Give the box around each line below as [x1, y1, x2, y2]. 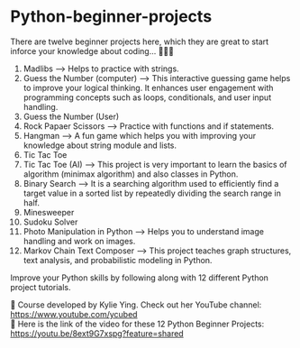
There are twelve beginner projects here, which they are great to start [10, 36, 269, 47]
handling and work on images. [23, 235, 136, 246]
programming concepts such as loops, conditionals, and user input [23, 92, 272, 103]
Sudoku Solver [23, 216, 78, 227]
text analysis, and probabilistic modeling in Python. [23, 254, 213, 265]
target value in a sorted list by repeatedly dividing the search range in [23, 188, 282, 198]
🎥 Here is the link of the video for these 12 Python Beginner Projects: [10, 318, 265, 329]
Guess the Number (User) [23, 111, 120, 122]
